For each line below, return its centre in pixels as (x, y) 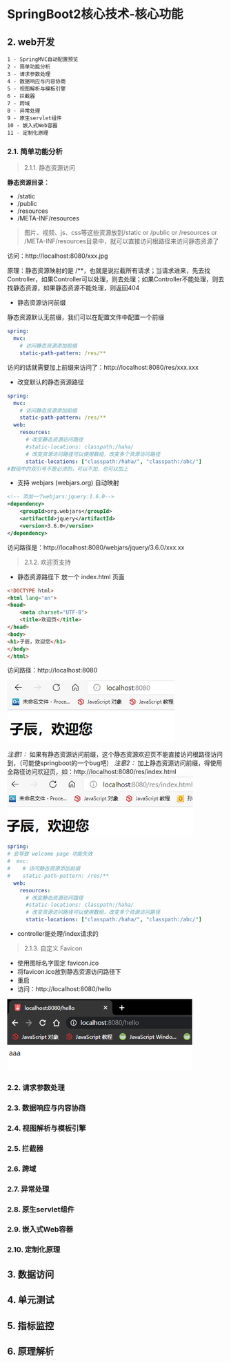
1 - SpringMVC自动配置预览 (43, 59)
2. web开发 (31, 42)
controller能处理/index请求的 (58, 934)
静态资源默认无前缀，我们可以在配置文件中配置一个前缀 (86, 317)
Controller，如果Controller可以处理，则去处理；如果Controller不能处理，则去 (116, 279)
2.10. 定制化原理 (34, 1250)
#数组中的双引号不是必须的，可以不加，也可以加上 (68, 469)
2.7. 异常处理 (28, 1189)
